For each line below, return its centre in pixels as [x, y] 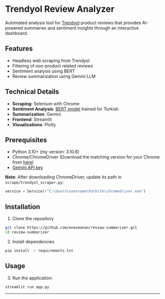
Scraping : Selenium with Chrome [46, 103]
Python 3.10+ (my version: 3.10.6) [46, 152]
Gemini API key [27, 167]
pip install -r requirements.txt [39, 250]
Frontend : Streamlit [32, 119]
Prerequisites [26, 140]
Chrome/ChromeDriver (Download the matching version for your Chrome [86, 157]
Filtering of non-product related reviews [53, 66]
